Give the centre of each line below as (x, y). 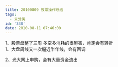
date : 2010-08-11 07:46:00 (33, 28)
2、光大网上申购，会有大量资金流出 (42, 60)
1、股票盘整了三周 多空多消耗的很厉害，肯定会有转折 (59, 43)
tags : (11, 14)
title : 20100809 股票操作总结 (34, 10)
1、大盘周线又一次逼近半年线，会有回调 (45, 49)
